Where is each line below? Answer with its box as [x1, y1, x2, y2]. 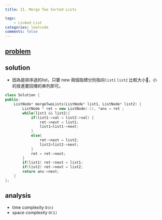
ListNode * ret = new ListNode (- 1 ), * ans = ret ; [22, 106, 124, 111]
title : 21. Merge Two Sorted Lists [5, 7, 77, 12]
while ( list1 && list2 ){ [22, 111, 70, 116]
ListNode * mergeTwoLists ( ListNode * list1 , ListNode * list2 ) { [14, 102, 142, 107]
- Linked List [14, 20, 42, 25]
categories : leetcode [5, 25, 49, 29]
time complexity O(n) [12, 204, 54, 210]
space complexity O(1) [12, 209, 58, 215]
